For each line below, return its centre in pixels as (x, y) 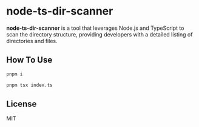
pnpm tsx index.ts (29, 85)
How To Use (29, 60)
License (22, 104)
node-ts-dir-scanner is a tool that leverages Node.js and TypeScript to (95, 28)
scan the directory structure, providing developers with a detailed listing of (99, 34)
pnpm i (15, 74)
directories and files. (32, 41)
